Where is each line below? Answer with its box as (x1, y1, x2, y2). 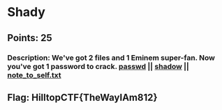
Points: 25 (7, 32, 52, 44)
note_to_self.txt (7, 70, 61, 80)
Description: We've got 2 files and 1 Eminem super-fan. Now (7, 53, 215, 63)
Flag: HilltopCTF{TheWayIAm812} (7, 91, 158, 103)
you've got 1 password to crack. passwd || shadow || (7, 61, 190, 71)
